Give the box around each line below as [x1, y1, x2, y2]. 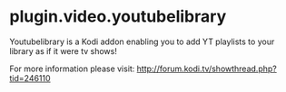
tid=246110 [9, 72, 52, 83]
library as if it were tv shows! [9, 45, 118, 56]
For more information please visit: [9, 63, 135, 74]
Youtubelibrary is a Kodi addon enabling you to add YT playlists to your [9, 36, 275, 47]
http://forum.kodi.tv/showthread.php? [136, 63, 277, 74]
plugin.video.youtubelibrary [9, 6, 227, 27]
